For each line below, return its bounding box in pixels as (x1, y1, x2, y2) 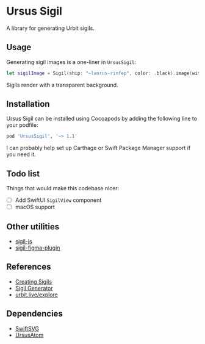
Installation (6, 99, 50, 109)
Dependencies (6, 309, 63, 319)
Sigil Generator (15, 284, 53, 292)
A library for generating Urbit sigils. (6, 24, 95, 32)
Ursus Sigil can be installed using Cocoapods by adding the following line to (6, 115, 197, 123)
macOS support (15, 203, 55, 211)
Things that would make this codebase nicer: (6, 185, 120, 192)
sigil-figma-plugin (15, 244, 60, 251)
